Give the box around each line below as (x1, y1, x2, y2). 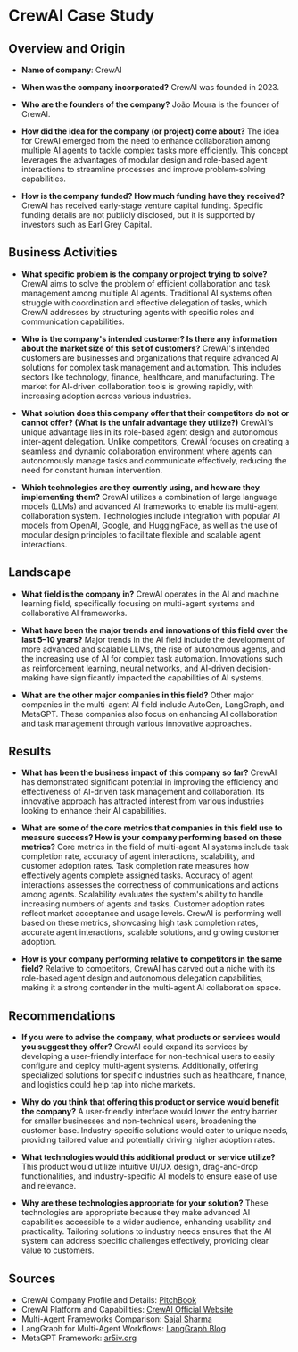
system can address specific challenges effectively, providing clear (21, 1236, 269, 1247)
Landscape (8, 564, 72, 580)
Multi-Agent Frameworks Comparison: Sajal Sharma (21, 1314, 213, 1324)
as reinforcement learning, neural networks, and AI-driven (21, 663, 236, 673)
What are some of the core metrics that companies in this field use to (21, 822, 283, 833)
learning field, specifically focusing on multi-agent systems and (21, 597, 255, 608)
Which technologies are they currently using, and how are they (21, 481, 261, 492)
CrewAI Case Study (8, 5, 155, 26)
